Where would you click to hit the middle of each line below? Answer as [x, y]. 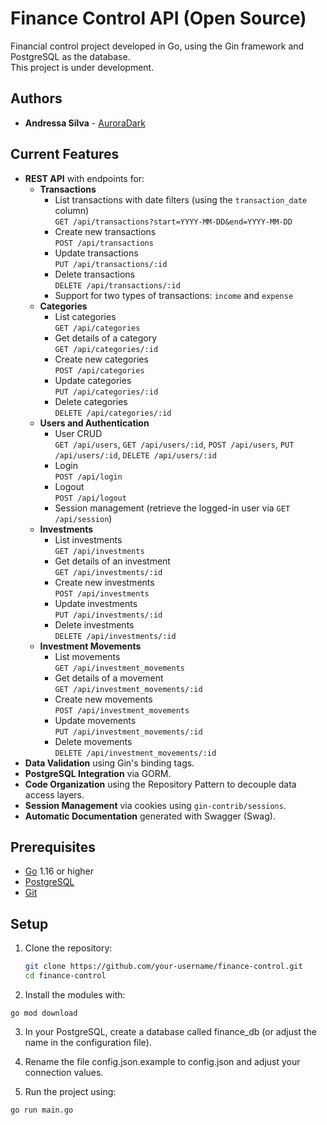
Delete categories [91, 401]
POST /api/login [88, 477]
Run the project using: [70, 1091]
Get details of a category [106, 338]
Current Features [65, 154]
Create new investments [104, 582]
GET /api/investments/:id [108, 572]
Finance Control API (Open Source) [158, 18]
